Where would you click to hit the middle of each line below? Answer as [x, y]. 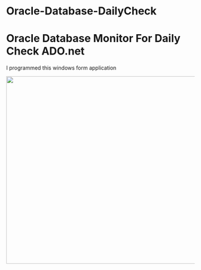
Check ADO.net [45, 51]
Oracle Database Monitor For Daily [93, 39]
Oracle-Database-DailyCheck [81, 11]
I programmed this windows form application [61, 68]
